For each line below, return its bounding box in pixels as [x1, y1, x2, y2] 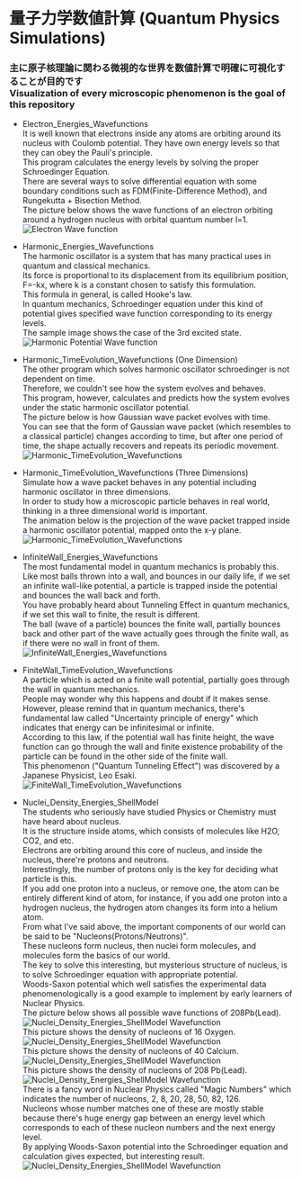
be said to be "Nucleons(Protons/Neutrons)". [22, 931, 189, 941]
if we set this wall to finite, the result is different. [22, 609, 200, 620]
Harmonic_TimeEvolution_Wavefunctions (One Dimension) [22, 355, 238, 365]
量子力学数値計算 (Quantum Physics [9, 8, 280, 29]
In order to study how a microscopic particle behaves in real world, [22, 496, 270, 507]
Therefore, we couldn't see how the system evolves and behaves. [22, 383, 267, 394]
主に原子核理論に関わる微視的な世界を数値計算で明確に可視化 [9, 62, 277, 75]
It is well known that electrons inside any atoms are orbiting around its [22, 128, 281, 140]
